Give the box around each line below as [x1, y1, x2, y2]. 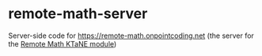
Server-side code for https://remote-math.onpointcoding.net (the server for [8, 31, 255, 40]
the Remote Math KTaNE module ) [8, 39, 117, 48]
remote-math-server [8, 5, 148, 23]
